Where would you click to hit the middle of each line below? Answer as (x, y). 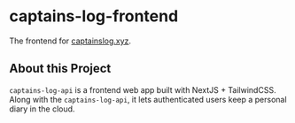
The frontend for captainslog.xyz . (70, 41)
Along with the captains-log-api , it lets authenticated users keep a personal (148, 99)
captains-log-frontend (94, 16)
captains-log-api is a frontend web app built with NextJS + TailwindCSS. (143, 89)
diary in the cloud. (42, 109)
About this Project (60, 69)
